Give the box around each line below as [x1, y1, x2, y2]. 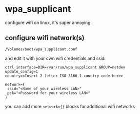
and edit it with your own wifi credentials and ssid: [5, 55, 106, 61]
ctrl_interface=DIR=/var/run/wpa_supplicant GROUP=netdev [5, 65, 125, 69]
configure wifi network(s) [5, 34, 84, 42]
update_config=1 [5, 69, 38, 74]
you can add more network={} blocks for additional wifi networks [5, 103, 135, 109]
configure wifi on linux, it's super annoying [5, 20, 91, 25]
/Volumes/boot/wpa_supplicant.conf [5, 46, 78, 52]
